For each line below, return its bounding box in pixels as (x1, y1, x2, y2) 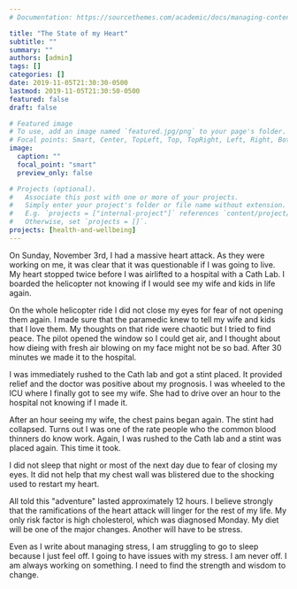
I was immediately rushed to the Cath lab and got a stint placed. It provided (9, 368, 283, 379)
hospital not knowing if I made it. (9, 397, 128, 407)
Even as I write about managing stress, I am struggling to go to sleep (9, 541, 259, 552)
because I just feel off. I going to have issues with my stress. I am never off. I (9, 550, 287, 561)
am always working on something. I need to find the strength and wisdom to (9, 560, 286, 570)
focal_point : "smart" (17, 160, 97, 169)
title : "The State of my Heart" (9, 28, 128, 38)
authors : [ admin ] (9, 54, 73, 63)
